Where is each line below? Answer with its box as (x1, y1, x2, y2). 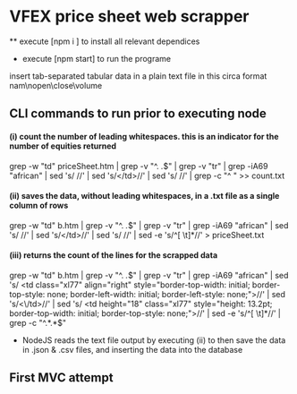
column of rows (9, 200, 69, 211)
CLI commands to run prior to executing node (9, 106, 267, 122)
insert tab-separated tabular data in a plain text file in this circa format (9, 70, 267, 81)
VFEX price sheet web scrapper (9, 6, 250, 27)
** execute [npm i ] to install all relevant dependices (9, 36, 200, 47)
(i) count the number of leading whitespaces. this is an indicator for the (9, 131, 279, 141)
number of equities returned (9, 141, 117, 151)
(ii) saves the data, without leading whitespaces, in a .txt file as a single (9, 191, 280, 201)
